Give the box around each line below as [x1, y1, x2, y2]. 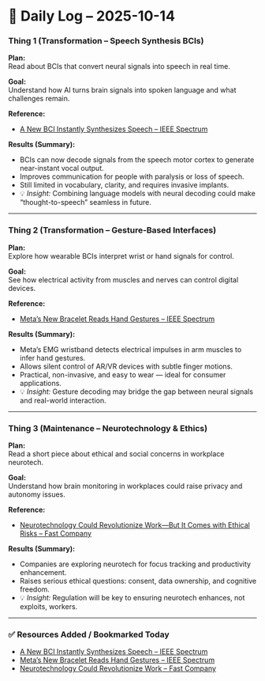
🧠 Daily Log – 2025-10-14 [8, 7, 176, 25]
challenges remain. [8, 94, 70, 104]
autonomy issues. [8, 490, 65, 499]
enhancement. [19, 568, 67, 577]
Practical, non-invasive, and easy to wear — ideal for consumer [19, 369, 226, 379]
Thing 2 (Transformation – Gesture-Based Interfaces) [8, 225, 217, 236]
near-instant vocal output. [19, 164, 104, 173]
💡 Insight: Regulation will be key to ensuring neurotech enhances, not [19, 593, 245, 603]
